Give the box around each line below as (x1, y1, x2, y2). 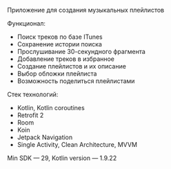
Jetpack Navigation (17, 133, 73, 141)
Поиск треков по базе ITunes (17, 33, 103, 41)
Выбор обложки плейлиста (17, 69, 97, 78)
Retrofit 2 (17, 111, 44, 119)
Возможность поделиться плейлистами (17, 77, 135, 85)
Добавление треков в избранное (17, 55, 115, 63)
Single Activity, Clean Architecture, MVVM (17, 141, 138, 148)
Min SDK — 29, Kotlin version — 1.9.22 (7, 154, 117, 162)
